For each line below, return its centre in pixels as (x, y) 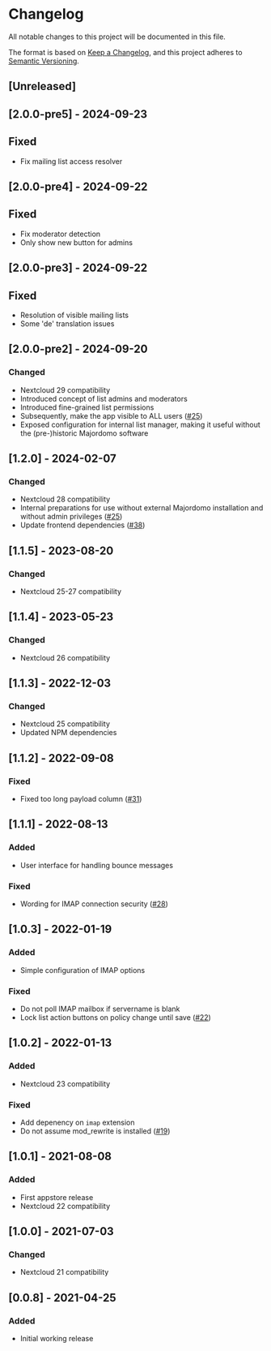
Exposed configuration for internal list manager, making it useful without (140, 424)
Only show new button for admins (76, 242)
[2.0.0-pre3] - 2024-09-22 (78, 268)
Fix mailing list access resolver (71, 161)
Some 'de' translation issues (67, 323)
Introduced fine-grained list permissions (87, 407)
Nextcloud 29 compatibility (65, 389)
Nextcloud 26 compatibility (65, 657)
